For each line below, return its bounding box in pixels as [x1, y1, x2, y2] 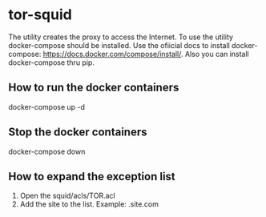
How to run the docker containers [8, 81, 179, 94]
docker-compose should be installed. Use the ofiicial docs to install [8, 40, 230, 50]
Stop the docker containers [8, 126, 147, 139]
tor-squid [8, 6, 72, 24]
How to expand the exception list [8, 170, 176, 183]
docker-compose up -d [8, 102, 86, 111]
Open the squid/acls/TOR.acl [19, 191, 115, 201]
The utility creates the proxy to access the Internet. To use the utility [8, 32, 234, 42]
